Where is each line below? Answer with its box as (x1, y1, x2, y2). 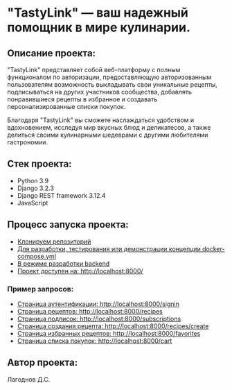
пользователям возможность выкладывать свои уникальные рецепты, (7, 80, 218, 88)
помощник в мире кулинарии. (7, 19, 190, 35)
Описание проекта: (7, 47, 96, 59)
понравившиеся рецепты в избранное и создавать (7, 95, 158, 103)
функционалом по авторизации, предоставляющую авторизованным (7, 73, 212, 81)
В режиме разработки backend (17, 259, 110, 268)
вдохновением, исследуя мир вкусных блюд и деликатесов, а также (7, 124, 211, 131)
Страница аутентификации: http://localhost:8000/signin (17, 300, 180, 308)
